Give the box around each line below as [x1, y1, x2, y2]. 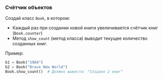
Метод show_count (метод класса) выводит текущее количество [12, 35, 148, 41]
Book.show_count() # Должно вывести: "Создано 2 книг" [5, 69, 123, 75]
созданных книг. [12, 41, 48, 47]
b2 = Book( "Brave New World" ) [5, 65, 68, 70]
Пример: [5, 50, 24, 56]
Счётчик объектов [5, 4, 53, 11]
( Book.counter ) [12, 30, 43, 36]
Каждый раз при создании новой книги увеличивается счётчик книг [12, 25, 158, 31]
